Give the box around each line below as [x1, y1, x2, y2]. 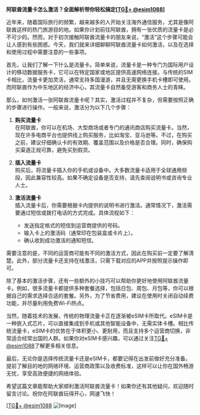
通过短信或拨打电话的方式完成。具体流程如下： [20, 209, 135, 216]
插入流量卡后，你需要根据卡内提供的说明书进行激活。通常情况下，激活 [14, 202, 187, 209]
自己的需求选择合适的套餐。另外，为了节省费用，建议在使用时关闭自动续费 [11, 292, 194, 299]
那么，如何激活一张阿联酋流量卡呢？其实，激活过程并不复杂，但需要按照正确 [6, 96, 194, 103]
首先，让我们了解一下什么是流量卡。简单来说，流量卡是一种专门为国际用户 [6, 61, 189, 68]
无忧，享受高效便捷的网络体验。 [6, 370, 85, 377]
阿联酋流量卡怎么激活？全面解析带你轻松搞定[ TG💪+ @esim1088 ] [6, 6, 165, 13]
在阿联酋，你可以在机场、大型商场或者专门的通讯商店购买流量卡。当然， [14, 124, 192, 131]
